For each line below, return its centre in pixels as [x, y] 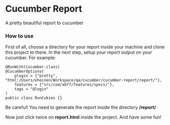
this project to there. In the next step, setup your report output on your [79, 52]
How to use [20, 36]
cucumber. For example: [31, 58]
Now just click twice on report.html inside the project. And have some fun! [83, 117]
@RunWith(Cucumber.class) [32, 67]
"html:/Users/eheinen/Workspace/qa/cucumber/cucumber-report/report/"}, [84, 80]
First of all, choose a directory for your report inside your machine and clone [85, 47]
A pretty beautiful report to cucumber [44, 23]
